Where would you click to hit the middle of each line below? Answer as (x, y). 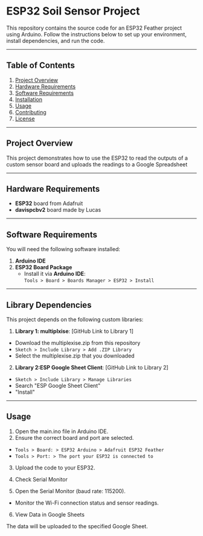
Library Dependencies (49, 305)
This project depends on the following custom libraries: (75, 319)
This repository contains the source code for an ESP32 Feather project (94, 28)
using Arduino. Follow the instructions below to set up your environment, (97, 34)
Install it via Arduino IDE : (55, 274)
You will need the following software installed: (63, 249)
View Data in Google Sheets (50, 514)
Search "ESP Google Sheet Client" (58, 386)
